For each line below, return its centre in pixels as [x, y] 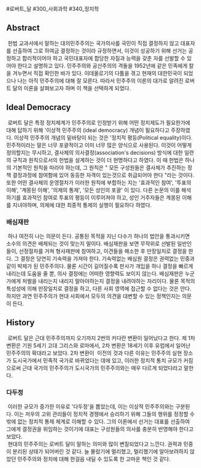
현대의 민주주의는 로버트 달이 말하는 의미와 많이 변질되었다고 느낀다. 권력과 [95, 444]
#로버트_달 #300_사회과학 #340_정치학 [52, 9]
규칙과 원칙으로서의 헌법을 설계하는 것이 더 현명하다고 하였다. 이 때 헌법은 [98, 160]
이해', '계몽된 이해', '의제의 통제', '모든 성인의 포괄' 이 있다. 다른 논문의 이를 [93, 190]
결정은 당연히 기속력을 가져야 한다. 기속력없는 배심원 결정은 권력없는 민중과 [107, 258]
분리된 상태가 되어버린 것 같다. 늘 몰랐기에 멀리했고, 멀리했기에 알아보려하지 [100, 452]
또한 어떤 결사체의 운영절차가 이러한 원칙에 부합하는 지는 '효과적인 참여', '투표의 [99, 182]
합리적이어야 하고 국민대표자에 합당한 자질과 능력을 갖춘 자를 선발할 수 [104, 58]
